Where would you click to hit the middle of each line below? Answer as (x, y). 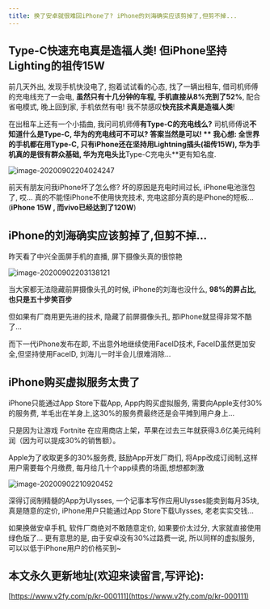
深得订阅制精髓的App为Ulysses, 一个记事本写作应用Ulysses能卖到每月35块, (134, 501)
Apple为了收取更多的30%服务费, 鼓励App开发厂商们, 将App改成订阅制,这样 (133, 458)
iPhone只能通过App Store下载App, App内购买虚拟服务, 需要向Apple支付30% (135, 403)
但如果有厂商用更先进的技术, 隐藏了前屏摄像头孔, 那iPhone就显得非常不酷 (130, 317)
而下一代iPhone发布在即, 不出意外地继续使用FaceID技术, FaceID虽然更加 (129, 344)
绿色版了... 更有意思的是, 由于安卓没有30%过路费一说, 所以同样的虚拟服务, (132, 538)
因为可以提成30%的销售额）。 (71, 441)
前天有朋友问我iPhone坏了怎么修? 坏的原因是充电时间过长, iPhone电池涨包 (132, 188)
